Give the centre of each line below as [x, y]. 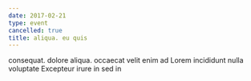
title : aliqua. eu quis [48, 38]
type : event [28, 23]
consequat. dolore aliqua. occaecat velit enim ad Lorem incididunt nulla [126, 60]
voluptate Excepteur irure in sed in [65, 69]
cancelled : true [35, 30]
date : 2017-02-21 [37, 15]
